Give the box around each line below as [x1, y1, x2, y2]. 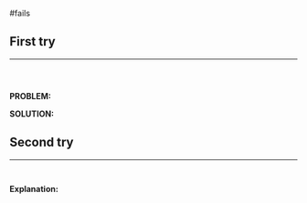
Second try [9, 135, 74, 150]
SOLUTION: [9, 108, 55, 119]
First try [9, 34, 57, 49]
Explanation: [9, 183, 59, 194]
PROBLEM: [9, 90, 52, 101]
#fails [9, 8, 30, 18]
